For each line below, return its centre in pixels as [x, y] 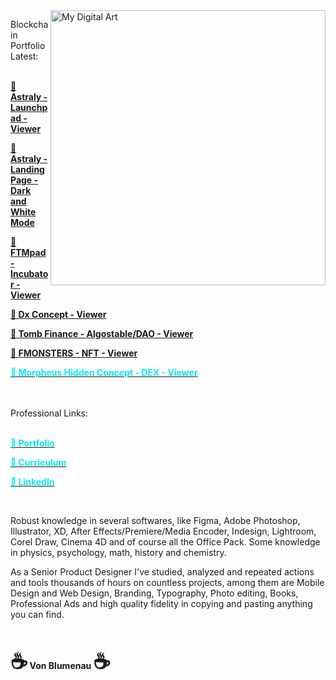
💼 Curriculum [38, 462]
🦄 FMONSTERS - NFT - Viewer [74, 353]
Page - [24, 180]
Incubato [29, 273]
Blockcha [29, 24]
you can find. [37, 614]
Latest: [24, 56]
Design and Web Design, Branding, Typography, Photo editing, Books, [154, 593]
